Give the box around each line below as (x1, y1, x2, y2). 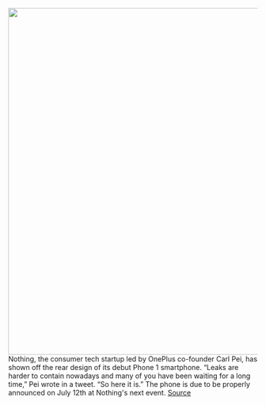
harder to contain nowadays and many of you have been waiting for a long (8, 371, 251, 380)
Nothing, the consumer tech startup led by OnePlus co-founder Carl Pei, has (8, 354, 258, 364)
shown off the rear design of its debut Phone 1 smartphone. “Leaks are (8, 363, 239, 372)
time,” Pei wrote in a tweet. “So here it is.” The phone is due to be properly (8, 380, 251, 388)
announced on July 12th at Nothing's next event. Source (8, 388, 192, 397)
